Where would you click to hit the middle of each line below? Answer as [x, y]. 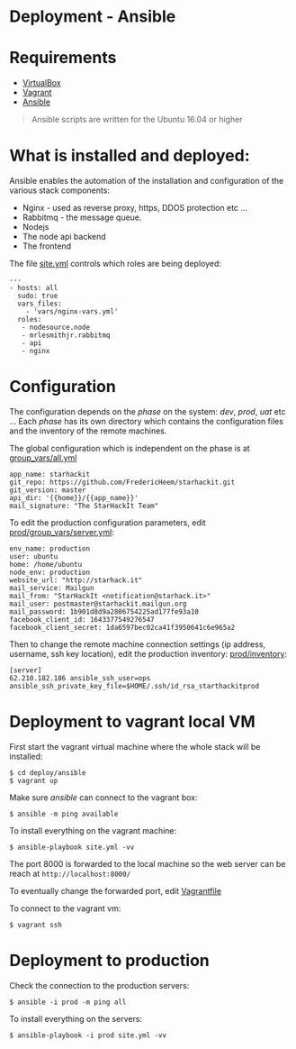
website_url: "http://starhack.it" [76, 580]
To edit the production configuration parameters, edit [108, 523]
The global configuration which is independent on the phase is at [130, 448]
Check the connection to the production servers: [99, 985]
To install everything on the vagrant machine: [93, 830]
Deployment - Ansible [93, 17]
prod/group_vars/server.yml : [62, 532]
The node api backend [64, 237]
